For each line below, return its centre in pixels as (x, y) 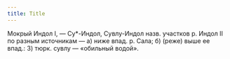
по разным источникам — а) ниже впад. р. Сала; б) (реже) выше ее (109, 41)
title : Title (26, 14)
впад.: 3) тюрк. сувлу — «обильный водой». (73, 48)
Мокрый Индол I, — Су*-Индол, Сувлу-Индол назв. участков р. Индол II (115, 33)
